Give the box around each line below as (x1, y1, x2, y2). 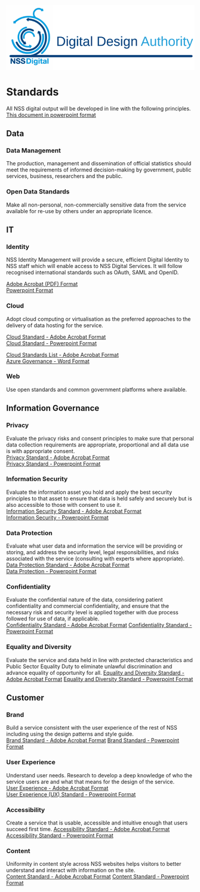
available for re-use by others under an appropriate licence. (6, 207, 153, 214)
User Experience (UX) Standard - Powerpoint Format (6, 791, 136, 798)
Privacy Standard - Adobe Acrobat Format (6, 454, 110, 461)
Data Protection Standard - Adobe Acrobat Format (6, 561, 130, 568)
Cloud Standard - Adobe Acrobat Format (6, 333, 106, 340)
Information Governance (6, 403, 100, 413)
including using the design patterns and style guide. (6, 730, 134, 738)
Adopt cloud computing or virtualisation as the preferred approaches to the (6, 315, 191, 322)
